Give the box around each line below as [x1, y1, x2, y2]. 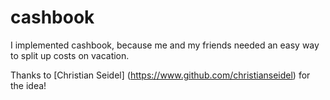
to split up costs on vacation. [10, 49, 130, 61]
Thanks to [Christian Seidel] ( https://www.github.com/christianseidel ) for [10, 69, 311, 81]
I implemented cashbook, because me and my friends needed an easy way [10, 39, 320, 51]
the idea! [10, 79, 47, 91]
